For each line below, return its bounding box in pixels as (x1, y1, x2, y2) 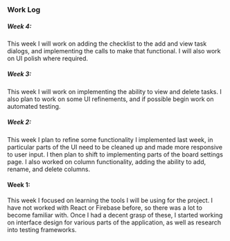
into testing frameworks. (7, 226, 77, 234)
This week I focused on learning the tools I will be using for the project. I (7, 196, 213, 205)
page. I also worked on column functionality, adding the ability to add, (7, 157, 206, 166)
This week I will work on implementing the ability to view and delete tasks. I (7, 87, 222, 96)
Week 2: (7, 118, 32, 126)
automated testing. (7, 102, 61, 110)
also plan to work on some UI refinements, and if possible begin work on (7, 95, 214, 103)
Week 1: (7, 181, 30, 189)
